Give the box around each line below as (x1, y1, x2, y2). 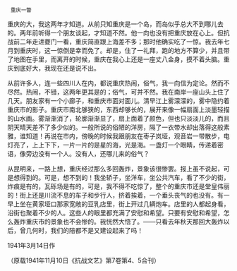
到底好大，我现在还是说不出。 (13, 64, 100, 72)
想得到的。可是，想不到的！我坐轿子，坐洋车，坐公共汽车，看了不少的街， (13, 174, 230, 181)
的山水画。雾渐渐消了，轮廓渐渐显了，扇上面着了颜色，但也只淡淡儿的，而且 (7, 114, 230, 122)
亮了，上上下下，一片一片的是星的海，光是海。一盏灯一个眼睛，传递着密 (13, 140, 224, 149)
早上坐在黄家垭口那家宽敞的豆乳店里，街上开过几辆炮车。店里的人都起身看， (7, 200, 230, 208)
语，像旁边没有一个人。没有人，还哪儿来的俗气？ (7, 150, 150, 157)
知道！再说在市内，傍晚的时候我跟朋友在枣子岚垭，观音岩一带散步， (25, 132, 224, 140)
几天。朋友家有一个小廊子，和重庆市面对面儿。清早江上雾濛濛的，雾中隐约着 (7, 97, 230, 104)
